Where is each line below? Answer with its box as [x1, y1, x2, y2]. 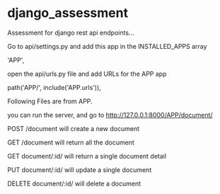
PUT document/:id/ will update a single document [7, 165, 152, 174]
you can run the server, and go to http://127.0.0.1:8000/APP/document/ [7, 110, 214, 119]
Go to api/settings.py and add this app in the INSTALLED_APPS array [7, 42, 207, 50]
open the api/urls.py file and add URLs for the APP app [7, 69, 167, 78]
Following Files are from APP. [7, 97, 93, 105]
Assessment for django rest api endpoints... [7, 28, 134, 37]
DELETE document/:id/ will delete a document [7, 179, 141, 188]
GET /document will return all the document [7, 138, 134, 147]
